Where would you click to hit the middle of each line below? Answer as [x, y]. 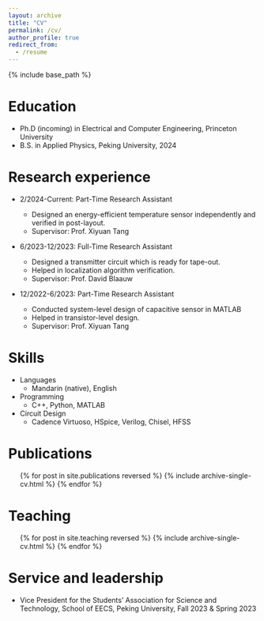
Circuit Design [43, 413]
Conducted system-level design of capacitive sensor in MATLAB [136, 309]
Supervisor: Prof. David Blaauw [82, 278]
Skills [26, 358]
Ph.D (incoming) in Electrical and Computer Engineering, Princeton [128, 128]
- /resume [31, 52]
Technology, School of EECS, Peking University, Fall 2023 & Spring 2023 [138, 608]
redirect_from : [33, 45]
